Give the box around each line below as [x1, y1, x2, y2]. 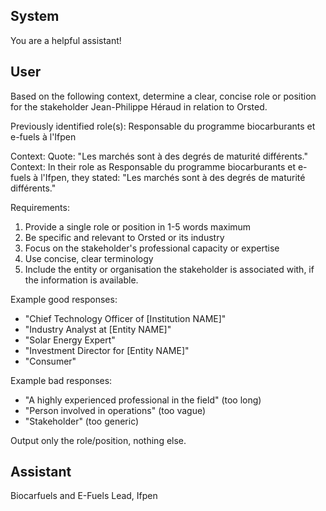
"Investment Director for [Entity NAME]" [24, 344, 190, 356]
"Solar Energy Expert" [24, 334, 116, 346]
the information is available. [24, 274, 139, 286]
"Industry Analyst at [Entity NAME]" [24, 323, 172, 335]
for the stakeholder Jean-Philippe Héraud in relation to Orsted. [10, 100, 268, 113]
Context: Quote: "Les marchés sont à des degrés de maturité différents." [10, 150, 308, 162]
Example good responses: [10, 293, 118, 305]
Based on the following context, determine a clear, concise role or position [10, 90, 317, 102]
